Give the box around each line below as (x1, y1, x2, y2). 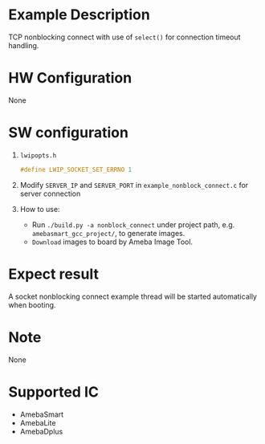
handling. (8, 40, 39, 50)
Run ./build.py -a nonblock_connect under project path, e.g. (31, 219, 235, 230)
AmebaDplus (19, 426, 63, 436)
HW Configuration (8, 69, 132, 88)
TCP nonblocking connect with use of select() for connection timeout (8, 32, 241, 42)
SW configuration (8, 124, 128, 142)
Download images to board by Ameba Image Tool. (31, 237, 194, 246)
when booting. (8, 299, 56, 310)
